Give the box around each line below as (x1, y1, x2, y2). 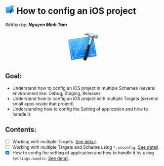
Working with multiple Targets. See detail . (12, 138, 97, 144)
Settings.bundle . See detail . (12, 155, 70, 161)
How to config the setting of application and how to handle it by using (12, 150, 154, 156)
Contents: (5, 126, 37, 134)
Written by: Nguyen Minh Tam (5, 22, 67, 28)
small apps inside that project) (12, 100, 74, 106)
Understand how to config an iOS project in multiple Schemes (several (12, 85, 156, 91)
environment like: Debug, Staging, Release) (12, 90, 100, 96)
